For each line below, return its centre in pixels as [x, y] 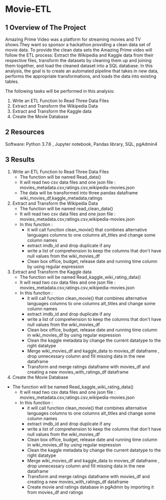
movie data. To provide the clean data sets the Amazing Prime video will [79, 50]
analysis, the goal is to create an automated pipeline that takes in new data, [82, 71]
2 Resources [25, 132]
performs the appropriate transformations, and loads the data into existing [81, 76]
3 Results [20, 160]
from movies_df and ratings [55, 492]
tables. [12, 81]
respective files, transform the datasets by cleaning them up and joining [79, 60]
